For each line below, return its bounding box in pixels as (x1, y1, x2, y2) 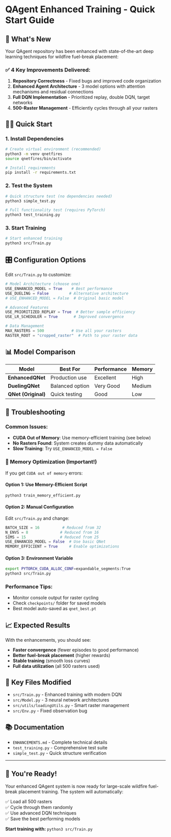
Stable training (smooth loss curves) (12, 658, 91, 664)
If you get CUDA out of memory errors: (5, 470, 83, 476)
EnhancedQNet (8, 374, 46, 381)
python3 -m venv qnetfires (5, 151, 63, 156)
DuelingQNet (8, 382, 40, 389)
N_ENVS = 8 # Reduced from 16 (5, 530, 99, 535)
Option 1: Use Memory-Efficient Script (5, 482, 88, 488)
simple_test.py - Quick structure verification (12, 750, 107, 756)
